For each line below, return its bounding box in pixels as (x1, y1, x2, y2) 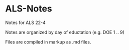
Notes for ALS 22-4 (5, 19, 46, 25)
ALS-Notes (5, 3, 53, 14)
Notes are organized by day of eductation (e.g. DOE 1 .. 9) (5, 29, 124, 35)
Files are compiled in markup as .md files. (5, 38, 91, 45)
